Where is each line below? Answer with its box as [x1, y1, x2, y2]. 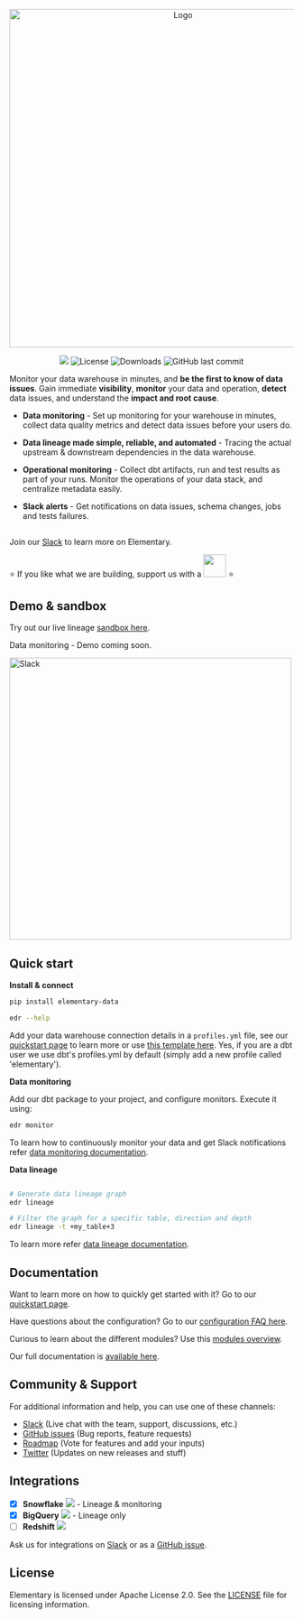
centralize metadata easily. [22, 484, 123, 494]
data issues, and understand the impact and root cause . [9, 393, 219, 403]
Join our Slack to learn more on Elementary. [9, 537, 173, 548]
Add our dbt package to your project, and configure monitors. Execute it [9, 1093, 277, 1105]
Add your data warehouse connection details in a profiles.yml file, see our [9, 1030, 289, 1041]
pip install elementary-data [9, 997, 119, 1006]
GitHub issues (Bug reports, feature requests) [22, 1428, 192, 1439]
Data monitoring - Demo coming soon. [9, 640, 151, 651]
